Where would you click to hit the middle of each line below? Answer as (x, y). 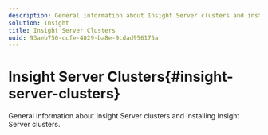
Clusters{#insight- (170, 77)
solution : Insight (39, 23)
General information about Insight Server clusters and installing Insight (124, 116)
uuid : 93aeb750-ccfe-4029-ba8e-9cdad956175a (83, 38)
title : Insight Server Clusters (62, 30)
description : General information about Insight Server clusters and (126, 15)
